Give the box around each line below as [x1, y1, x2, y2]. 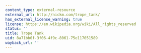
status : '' [5, 26, 28, 31]
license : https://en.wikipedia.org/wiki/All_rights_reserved [5, 21, 136, 27]
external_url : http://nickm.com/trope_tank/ [5, 12, 100, 17]
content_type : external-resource [5, 7, 76, 13]
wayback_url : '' [5, 40, 39, 45]
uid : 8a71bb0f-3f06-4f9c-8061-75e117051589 [5, 36, 98, 41]
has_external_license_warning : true [5, 17, 82, 22]
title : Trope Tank [5, 31, 44, 36]
